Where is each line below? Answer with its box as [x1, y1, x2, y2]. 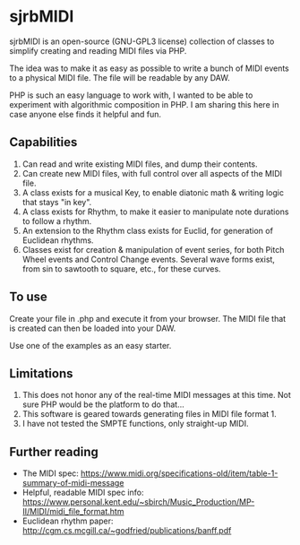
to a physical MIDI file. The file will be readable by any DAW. [9, 72, 230, 82]
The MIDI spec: [21, 468, 79, 479]
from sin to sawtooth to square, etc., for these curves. [21, 263, 221, 274]
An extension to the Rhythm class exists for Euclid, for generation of [21, 225, 273, 236]
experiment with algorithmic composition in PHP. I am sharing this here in [9, 99, 279, 109]
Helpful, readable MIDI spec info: [21, 487, 144, 498]
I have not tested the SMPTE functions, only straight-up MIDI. [21, 419, 249, 429]
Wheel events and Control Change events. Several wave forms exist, [21, 254, 276, 264]
